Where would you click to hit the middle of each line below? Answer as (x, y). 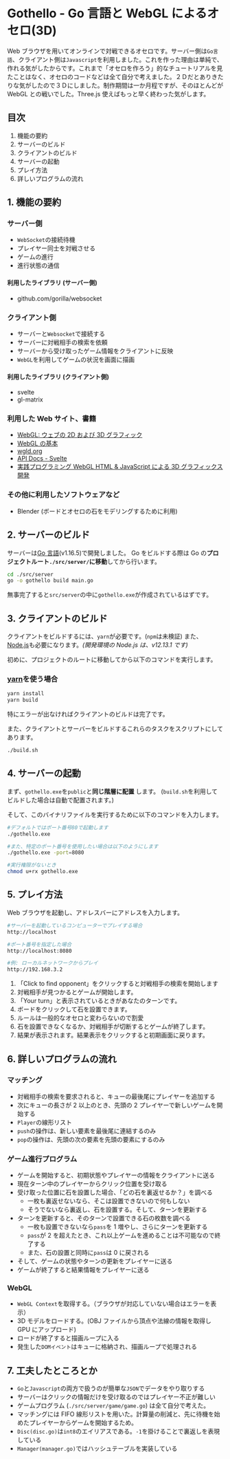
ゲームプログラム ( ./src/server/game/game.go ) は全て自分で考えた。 (113, 1405)
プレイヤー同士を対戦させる (56, 248)
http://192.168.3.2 (35, 969)
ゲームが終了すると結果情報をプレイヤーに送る (83, 1270)
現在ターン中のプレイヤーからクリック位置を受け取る (92, 1184)
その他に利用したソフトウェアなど (64, 495)
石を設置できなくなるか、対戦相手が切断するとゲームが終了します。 (113, 1027)
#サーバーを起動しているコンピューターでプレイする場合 (75, 925)
